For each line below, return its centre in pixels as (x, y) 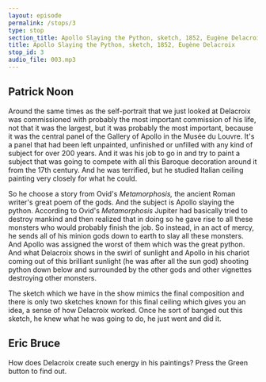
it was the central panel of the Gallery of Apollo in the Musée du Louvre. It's (131, 136)
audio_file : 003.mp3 (42, 60)
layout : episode (35, 15)
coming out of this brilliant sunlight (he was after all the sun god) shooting (129, 261)
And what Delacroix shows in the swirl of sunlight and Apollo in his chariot (129, 252)
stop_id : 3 (26, 52)
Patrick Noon (41, 92)
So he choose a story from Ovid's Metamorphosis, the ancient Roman (122, 193)
